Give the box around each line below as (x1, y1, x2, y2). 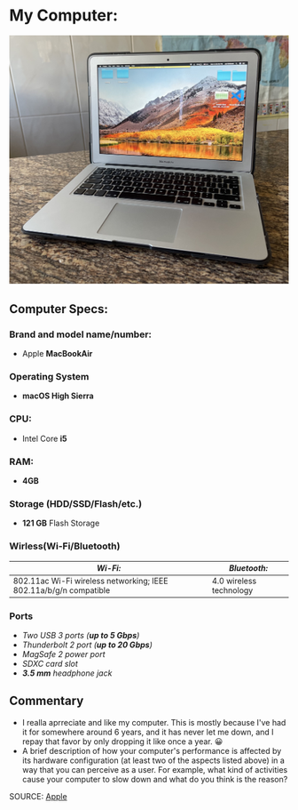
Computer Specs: (9, 301, 109, 317)
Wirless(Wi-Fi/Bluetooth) (9, 540, 121, 552)
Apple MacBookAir (21, 349, 93, 359)
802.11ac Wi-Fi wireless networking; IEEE (12, 575, 169, 587)
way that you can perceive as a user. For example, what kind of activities (21, 764, 288, 774)
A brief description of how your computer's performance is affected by (21, 745, 282, 756)
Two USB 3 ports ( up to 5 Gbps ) (21, 630, 140, 641)
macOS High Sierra (21, 390, 95, 401)
